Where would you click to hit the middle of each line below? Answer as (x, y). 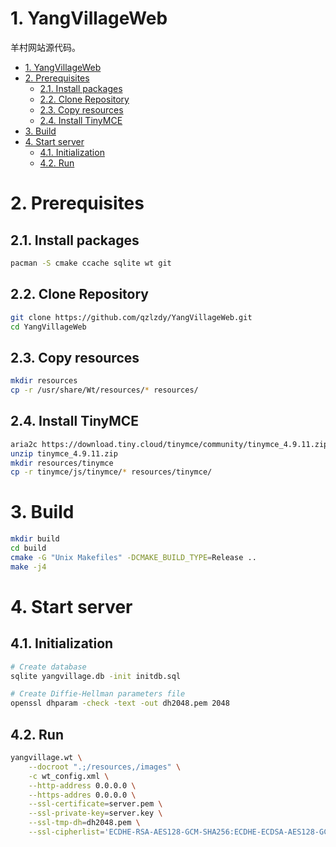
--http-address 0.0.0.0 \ (82, 785)
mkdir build (35, 539)
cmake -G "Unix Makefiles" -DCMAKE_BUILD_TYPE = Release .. (133, 557)
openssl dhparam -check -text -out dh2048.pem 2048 (120, 703)
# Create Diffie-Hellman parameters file (98, 694)
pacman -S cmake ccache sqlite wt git (91, 263)
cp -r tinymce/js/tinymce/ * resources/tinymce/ (111, 472)
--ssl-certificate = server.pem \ (95, 804)
